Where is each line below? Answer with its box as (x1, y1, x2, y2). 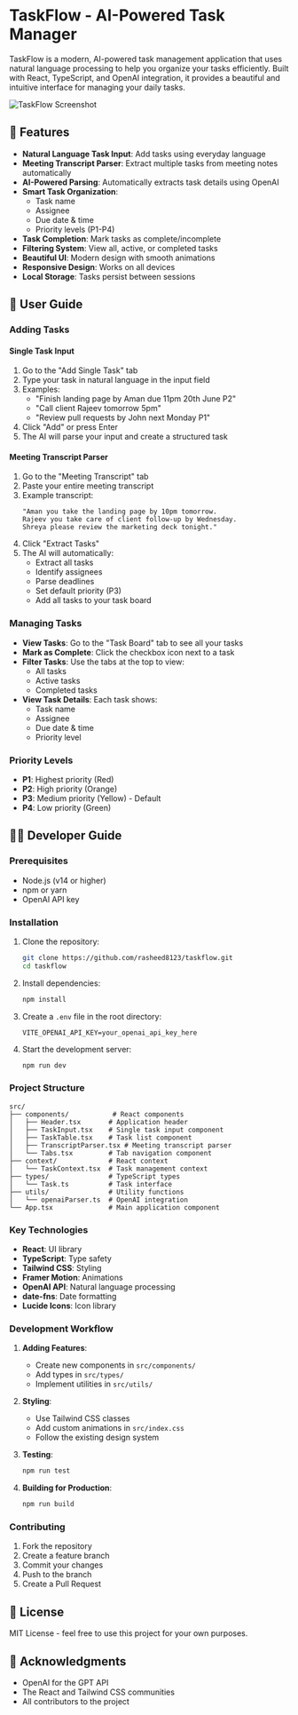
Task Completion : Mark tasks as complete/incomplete (21, 233, 222, 244)
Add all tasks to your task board (35, 595, 153, 606)
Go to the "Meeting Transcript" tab (21, 472, 149, 482)
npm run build (21, 1500, 74, 1509)
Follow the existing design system (35, 1432, 160, 1443)
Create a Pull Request (21, 1578, 102, 1590)
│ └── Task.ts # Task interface (9, 1179, 173, 1188)
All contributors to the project (21, 1696, 130, 1707)
